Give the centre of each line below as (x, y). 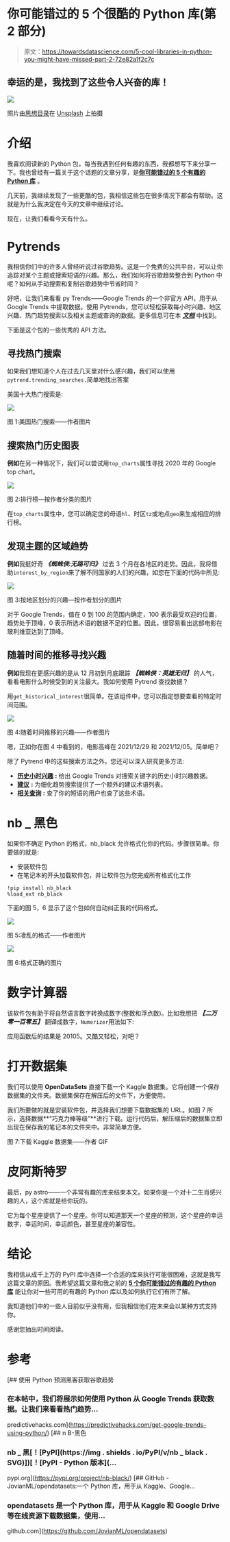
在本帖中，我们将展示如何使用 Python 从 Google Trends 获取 (107, 1399)
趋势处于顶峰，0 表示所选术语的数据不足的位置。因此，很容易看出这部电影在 (115, 623)
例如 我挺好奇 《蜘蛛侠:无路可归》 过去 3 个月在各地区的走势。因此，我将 (110, 564)
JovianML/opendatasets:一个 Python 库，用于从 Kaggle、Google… (101, 1486)
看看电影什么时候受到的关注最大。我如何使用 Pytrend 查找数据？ (98, 681)
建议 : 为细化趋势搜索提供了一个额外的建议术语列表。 (92, 784)
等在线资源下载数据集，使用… (56, 1516)
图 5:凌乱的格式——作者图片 (47, 935)
